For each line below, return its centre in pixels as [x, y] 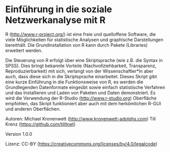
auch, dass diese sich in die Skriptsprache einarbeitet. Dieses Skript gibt [81, 76]
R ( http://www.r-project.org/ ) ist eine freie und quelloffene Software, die [81, 34]
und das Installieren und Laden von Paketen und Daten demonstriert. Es [80, 93]
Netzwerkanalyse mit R [55, 20]
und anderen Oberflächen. [33, 109]
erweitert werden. [24, 50]
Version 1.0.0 [19, 134]
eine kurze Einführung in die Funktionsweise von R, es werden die [74, 82]
